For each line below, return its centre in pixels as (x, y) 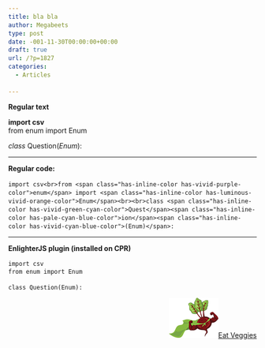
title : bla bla (33, 17)
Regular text (29, 107)
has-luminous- (229, 193)
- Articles (33, 75)
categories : (28, 67)
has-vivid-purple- (211, 184)
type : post (26, 33)
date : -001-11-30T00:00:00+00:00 (63, 42)
